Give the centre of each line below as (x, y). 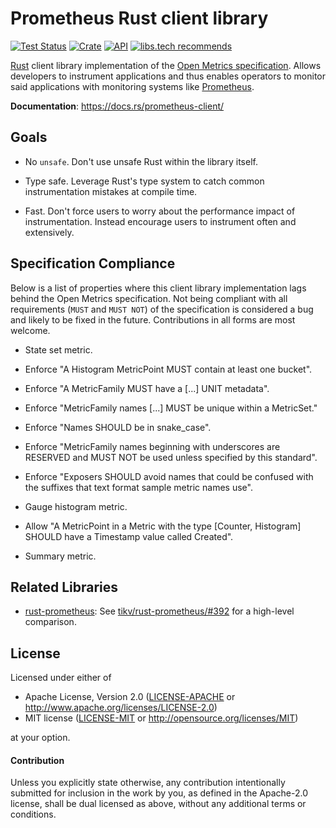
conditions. (33, 814)
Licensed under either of (61, 678)
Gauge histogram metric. (76, 506)
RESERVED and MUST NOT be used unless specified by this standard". (171, 457)
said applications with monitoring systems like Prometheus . (132, 86)
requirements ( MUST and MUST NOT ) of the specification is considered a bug (162, 309)
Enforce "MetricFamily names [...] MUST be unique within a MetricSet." (171, 408)
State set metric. (58, 349)
